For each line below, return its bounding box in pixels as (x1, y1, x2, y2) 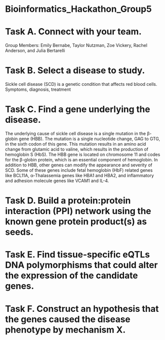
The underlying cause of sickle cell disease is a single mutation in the (5, 131, 146, 136)
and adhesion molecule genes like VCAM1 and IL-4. (5, 178, 109, 184)
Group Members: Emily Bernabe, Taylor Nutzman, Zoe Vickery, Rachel (5, 42, 148, 48)
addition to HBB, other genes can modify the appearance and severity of (5, 162, 153, 168)
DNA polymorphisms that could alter (5, 260, 158, 271)
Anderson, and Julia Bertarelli (5, 48, 66, 54)
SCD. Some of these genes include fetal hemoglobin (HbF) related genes (5, 167, 153, 173)
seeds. (5, 227, 33, 238)
